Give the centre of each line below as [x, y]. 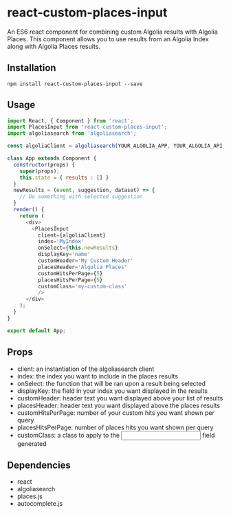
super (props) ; [40, 171]
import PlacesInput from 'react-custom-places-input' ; [87, 127]
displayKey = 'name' [64, 255]
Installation [32, 68]
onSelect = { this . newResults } [78, 248]
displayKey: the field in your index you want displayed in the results [112, 391]
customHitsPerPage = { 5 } [70, 273]
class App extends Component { [52, 159]
